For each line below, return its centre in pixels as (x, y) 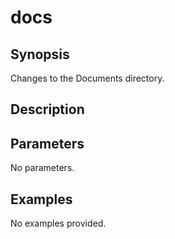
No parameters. (42, 168)
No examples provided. (58, 223)
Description (47, 109)
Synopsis (40, 54)
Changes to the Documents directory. (87, 78)
